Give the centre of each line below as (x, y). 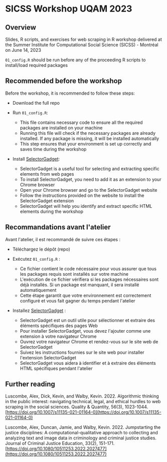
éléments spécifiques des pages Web (59, 326)
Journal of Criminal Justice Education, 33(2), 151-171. (60, 443)
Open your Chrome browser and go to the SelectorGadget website (89, 190)
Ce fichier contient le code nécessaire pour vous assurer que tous (88, 268)
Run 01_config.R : (30, 112)
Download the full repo (36, 103)
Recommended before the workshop (63, 81)
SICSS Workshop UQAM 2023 (69, 9)
